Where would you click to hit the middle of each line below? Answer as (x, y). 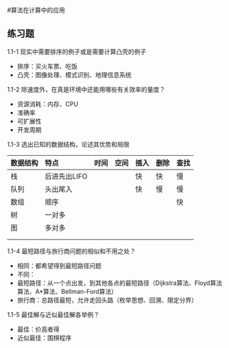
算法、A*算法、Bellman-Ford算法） (67, 291)
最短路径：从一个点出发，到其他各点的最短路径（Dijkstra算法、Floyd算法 (120, 283)
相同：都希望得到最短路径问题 (59, 266)
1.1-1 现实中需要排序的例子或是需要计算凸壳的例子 (77, 51)
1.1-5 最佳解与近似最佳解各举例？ (53, 314)
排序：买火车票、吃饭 (47, 66)
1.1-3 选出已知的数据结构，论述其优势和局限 (69, 144)
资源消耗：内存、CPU (48, 104)
